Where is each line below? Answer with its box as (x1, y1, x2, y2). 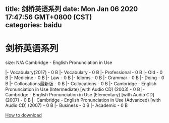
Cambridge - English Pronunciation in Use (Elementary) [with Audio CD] (5, 92, 155, 98)
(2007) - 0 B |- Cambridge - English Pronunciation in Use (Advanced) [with (5, 97, 161, 103)
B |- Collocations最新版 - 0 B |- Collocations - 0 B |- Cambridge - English (5, 81, 157, 87)
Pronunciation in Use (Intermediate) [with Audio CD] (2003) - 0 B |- (5, 86, 145, 92)
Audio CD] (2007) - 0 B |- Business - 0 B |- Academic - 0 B (5, 102, 128, 108)
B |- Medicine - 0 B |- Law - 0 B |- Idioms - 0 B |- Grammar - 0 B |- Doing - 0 (5, 75, 164, 81)
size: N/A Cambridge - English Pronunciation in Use (5, 59, 112, 66)
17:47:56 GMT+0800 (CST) (5, 13, 92, 22)
